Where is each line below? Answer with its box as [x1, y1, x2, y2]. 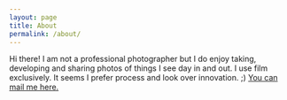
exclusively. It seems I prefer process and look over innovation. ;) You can [9, 73, 278, 83]
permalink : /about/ [9, 29, 81, 38]
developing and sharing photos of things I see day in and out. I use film [9, 63, 268, 73]
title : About [9, 21, 58, 30]
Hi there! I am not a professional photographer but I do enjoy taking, [9, 54, 257, 65]
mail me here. [9, 81, 59, 93]
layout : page [9, 12, 58, 22]
